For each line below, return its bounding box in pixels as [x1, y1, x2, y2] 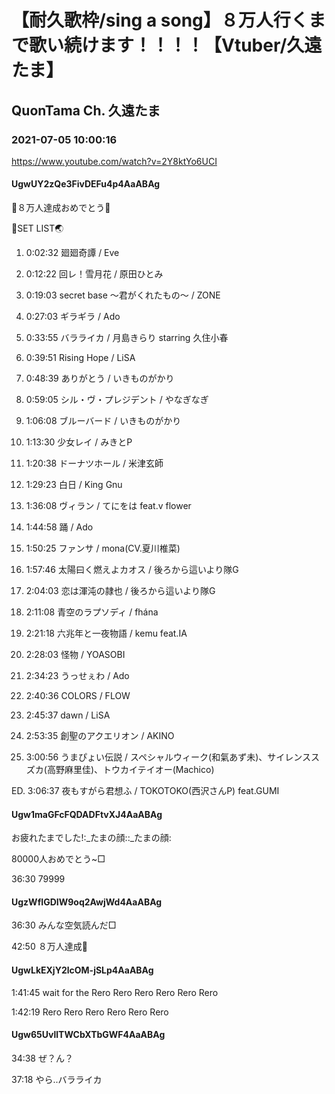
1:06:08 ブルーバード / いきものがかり [25, 415, 182, 427]
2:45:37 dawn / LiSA [25, 709, 111, 721]
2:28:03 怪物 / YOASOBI [25, 649, 126, 661]
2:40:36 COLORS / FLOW [25, 690, 131, 702]
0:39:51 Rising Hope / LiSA [25, 352, 136, 364]
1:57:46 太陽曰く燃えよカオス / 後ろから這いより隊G [25, 564, 239, 576]
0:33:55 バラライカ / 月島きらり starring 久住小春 [25, 332, 229, 344]
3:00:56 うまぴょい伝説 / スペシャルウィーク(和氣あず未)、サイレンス [25, 751, 311, 763]
